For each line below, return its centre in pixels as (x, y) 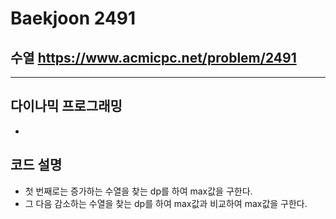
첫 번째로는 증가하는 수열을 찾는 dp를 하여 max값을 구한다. (138, 191)
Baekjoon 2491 (73, 18)
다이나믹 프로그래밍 (66, 106)
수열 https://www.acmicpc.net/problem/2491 (153, 57)
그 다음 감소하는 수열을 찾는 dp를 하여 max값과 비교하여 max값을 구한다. (166, 203)
